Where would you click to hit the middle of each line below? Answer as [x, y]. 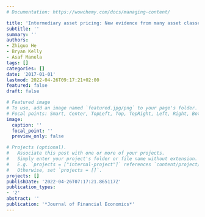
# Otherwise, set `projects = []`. [54, 170]
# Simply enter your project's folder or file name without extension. [102, 159]
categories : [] [26, 68]
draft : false [23, 91]
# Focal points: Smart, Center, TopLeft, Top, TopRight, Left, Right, [98, 114]
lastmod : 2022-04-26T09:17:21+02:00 [53, 80]
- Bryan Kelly [24, 52]
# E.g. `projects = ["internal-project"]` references [79, 164]
